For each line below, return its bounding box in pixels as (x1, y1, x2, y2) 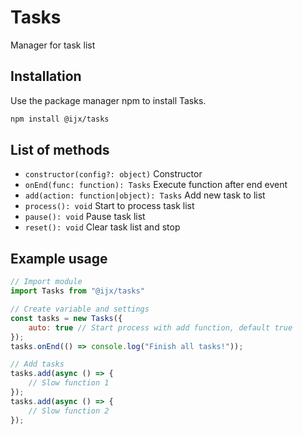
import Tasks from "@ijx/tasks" (10, 286, 145, 296)
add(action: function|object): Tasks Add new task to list (24, 189, 266, 201)
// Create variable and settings (10, 304, 150, 314)
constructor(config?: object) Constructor (24, 168, 203, 180)
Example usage (10, 250, 108, 267)
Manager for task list (10, 39, 96, 51)
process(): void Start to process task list (24, 200, 195, 212)
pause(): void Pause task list (24, 211, 146, 223)
